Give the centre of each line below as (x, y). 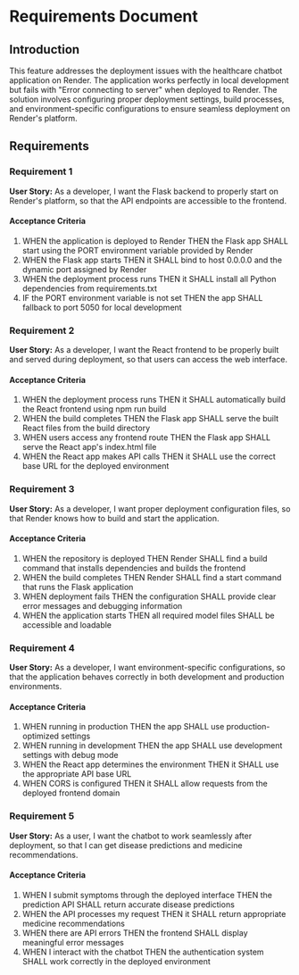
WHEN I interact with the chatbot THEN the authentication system (143, 952)
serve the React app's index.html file (89, 447)
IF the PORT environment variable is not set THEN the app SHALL (142, 297)
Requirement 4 (42, 647)
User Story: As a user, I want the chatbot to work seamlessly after (131, 836)
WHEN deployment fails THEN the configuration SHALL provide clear (149, 596)
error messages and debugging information (102, 605)
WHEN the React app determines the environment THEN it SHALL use (150, 764)
